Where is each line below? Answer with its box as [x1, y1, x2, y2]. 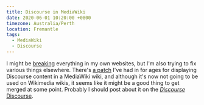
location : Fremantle [6, 26, 59, 32]
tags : [6, 32, 20, 38]
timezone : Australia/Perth [6, 20, 75, 26]
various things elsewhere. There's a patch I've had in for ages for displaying [6, 66, 197, 73]
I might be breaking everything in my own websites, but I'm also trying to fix [6, 59, 197, 67]
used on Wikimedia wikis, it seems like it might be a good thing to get [6, 79, 180, 86]
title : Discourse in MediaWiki [6, 9, 86, 15]
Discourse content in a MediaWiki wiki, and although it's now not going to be [6, 73, 199, 80]
